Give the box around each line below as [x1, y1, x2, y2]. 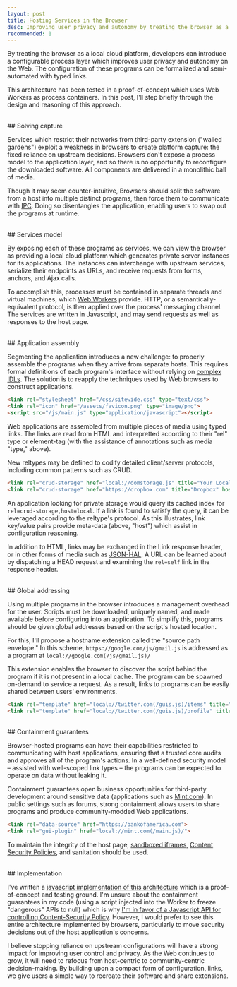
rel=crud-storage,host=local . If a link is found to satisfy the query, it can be [7, 506, 229, 515]
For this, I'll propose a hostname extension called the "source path [7, 636, 200, 645]
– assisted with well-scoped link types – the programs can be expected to [7, 764, 221, 772]
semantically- [176, 295, 217, 304]
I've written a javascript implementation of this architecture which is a [7, 883, 209, 892]
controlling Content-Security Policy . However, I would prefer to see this [7, 913, 214, 921]
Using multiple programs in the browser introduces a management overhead [7, 599, 229, 608]
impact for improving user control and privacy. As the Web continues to [7, 949, 215, 957]
